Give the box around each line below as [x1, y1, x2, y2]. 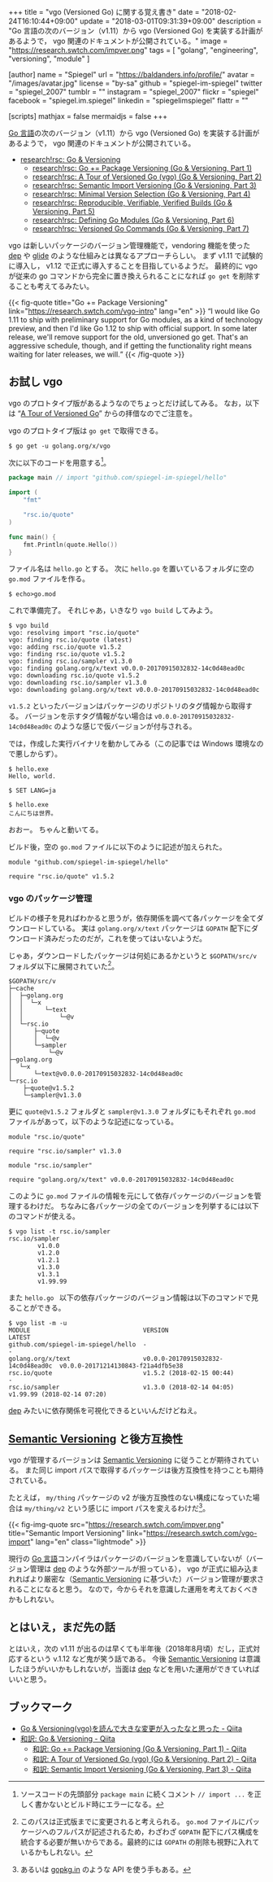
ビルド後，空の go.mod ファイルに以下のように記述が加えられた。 [8, 842, 227, 852]
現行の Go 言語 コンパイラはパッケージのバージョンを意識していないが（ [8, 1553, 249, 1563]
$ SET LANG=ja [8, 786, 57, 795]
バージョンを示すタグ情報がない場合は [24, 711, 153, 721]
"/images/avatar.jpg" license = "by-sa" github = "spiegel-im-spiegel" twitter [8, 78, 262, 88]
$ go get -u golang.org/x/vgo [8, 442, 111, 450]
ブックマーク [8, 1700, 73, 1714]
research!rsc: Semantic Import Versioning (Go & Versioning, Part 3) [32, 181, 258, 190]
